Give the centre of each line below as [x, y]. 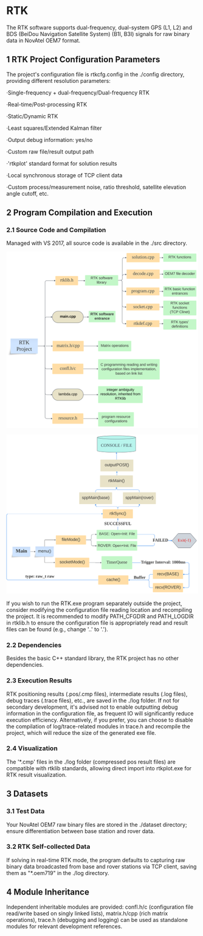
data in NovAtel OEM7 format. [43, 40]
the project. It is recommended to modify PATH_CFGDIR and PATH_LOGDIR [100, 616]
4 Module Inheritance [48, 892]
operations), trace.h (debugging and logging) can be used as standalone [97, 920]
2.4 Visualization [32, 748]
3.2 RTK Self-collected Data [48, 846]
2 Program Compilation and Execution [80, 213]
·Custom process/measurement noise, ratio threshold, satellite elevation [96, 187]
